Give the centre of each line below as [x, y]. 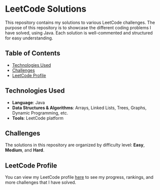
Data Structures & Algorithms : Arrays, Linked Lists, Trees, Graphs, [79, 108]
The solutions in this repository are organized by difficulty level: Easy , [75, 145]
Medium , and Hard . [25, 150]
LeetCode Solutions [46, 9]
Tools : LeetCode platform [38, 118]
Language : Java [28, 102]
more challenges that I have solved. [41, 182]
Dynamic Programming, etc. [40, 113]
